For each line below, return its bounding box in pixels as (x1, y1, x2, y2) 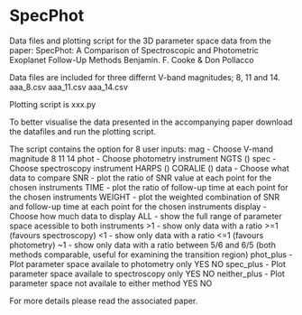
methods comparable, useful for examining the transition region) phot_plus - (9, 249, 293, 260)
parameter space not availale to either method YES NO (9, 277, 213, 289)
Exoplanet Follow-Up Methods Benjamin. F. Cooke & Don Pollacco (9, 54, 254, 65)
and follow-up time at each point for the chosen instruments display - (9, 200, 268, 212)
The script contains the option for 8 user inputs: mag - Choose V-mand (9, 144, 273, 154)
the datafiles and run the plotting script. (9, 125, 156, 136)
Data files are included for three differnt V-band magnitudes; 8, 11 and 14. (9, 71, 281, 82)
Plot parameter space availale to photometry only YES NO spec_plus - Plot (9, 258, 287, 269)
